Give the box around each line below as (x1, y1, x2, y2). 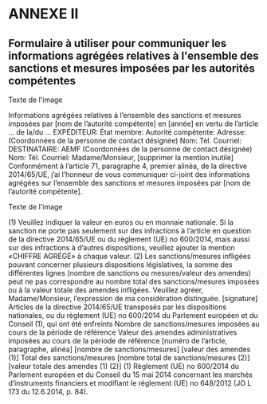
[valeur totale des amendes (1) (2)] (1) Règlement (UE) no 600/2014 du (8, 362, 240, 371)
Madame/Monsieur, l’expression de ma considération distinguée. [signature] (8, 294, 258, 303)
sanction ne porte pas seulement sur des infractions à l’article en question (8, 226, 252, 235)
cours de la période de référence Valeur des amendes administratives (8, 328, 238, 337)
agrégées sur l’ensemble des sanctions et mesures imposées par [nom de (8, 178, 251, 187)
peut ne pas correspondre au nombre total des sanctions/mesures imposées (8, 277, 260, 286)
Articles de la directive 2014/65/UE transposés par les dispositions (8, 302, 227, 312)
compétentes (8, 73, 76, 88)
